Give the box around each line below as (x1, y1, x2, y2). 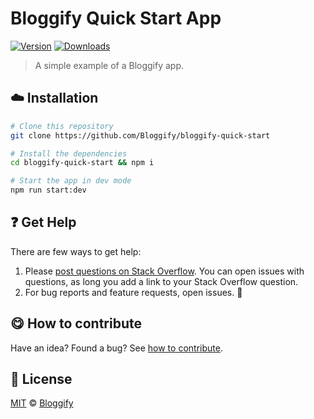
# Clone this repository (10, 121, 114, 131)
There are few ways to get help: (10, 245, 142, 257)
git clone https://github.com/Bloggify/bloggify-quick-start (10, 130, 271, 141)
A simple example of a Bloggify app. (34, 59, 185, 71)
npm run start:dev (10, 185, 87, 196)
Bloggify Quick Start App (10, 7, 222, 30)
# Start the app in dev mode (10, 176, 132, 186)
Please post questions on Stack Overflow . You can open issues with (24, 265, 305, 277)
